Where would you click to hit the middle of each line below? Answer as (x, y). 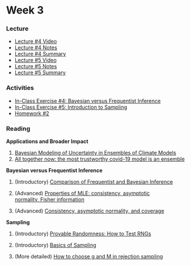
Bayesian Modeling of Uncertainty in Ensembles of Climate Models (95, 153)
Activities (20, 88)
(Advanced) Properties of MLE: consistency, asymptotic (82, 193)
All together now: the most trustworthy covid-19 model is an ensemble (100, 159)
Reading (18, 128)
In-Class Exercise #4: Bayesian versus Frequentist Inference (88, 101)
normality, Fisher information (49, 199)
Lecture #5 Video (36, 60)
